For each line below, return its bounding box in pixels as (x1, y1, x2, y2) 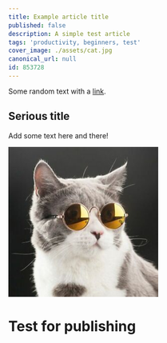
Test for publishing (8, 317, 137, 335)
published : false (8, 21, 66, 30)
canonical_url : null (8, 55, 78, 63)
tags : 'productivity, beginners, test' (8, 38, 141, 46)
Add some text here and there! (8, 130, 109, 140)
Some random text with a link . (8, 86, 106, 96)
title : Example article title (8, 13, 109, 21)
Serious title (8, 110, 70, 123)
